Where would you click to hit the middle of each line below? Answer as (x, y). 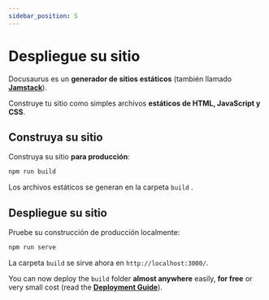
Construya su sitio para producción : (69, 157)
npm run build (33, 172)
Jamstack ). (28, 87)
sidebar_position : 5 (43, 16)
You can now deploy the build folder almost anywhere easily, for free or (130, 278)
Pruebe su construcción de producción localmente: (94, 233)
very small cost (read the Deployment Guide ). (85, 287)
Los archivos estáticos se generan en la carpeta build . (101, 187)
